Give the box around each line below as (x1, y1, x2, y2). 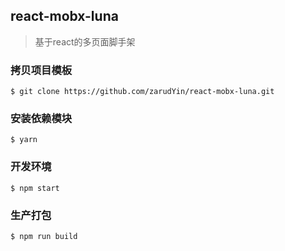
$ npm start (10, 183, 60, 193)
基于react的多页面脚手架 (34, 35, 136, 48)
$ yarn (10, 135, 38, 145)
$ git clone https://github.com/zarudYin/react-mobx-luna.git (10, 87, 275, 97)
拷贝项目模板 (10, 63, 73, 77)
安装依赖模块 (10, 112, 73, 126)
